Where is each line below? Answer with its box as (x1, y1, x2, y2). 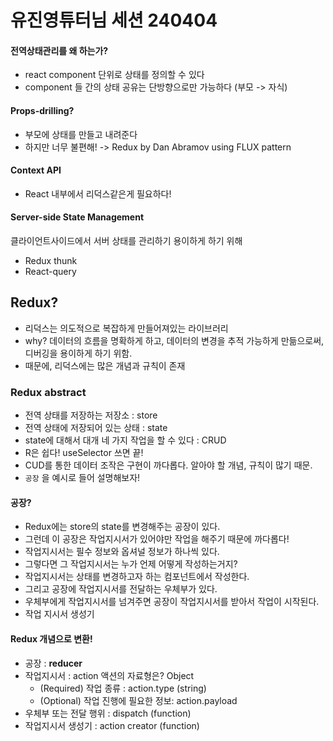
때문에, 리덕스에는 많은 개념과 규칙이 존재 (24, 359, 186, 371)
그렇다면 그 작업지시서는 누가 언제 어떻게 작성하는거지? (24, 558, 238, 570)
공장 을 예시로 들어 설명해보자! (24, 472, 141, 484)
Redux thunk (24, 255, 78, 266)
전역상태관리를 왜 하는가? (10, 44, 109, 56)
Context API (10, 164, 62, 176)
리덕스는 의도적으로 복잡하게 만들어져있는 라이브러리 (24, 322, 229, 334)
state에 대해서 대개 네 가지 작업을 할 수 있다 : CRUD (24, 434, 227, 446)
